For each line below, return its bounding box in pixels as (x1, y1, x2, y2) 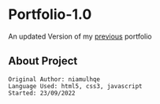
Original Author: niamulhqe (8, 75, 101, 84)
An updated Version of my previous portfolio (8, 32, 152, 41)
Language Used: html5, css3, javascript (8, 82, 143, 90)
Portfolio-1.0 (8, 6, 92, 24)
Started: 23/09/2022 (8, 89, 76, 97)
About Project (8, 54, 78, 68)
